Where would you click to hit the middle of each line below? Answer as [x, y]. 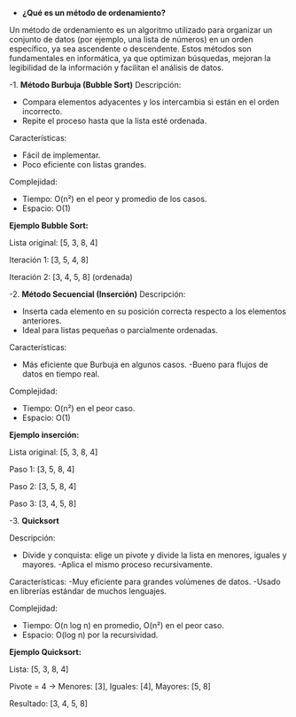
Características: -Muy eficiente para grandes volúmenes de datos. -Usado [145, 581]
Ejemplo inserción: [44, 435]
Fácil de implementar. [61, 155]
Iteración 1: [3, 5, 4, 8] [49, 260]
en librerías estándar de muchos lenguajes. [88, 591]
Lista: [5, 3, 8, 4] [39, 669]
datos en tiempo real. [61, 374]
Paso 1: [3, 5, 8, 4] [42, 469]
